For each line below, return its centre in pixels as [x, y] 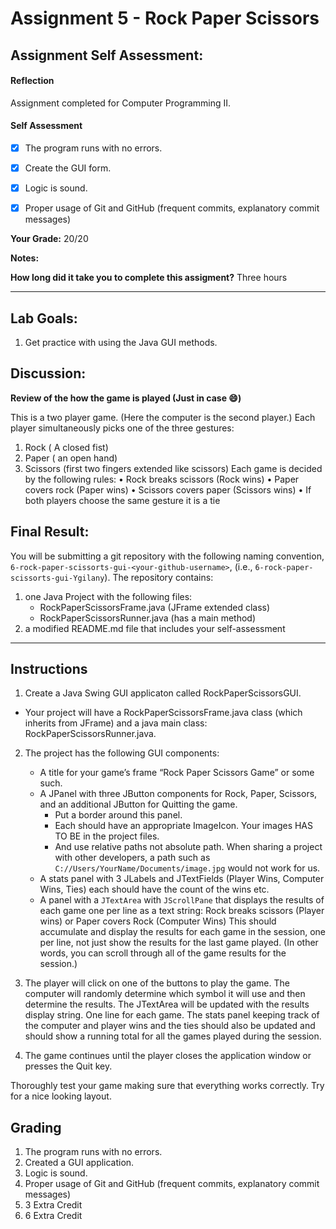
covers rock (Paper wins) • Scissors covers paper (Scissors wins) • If [168, 489]
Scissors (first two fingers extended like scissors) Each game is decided [173, 468]
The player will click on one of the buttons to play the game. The [157, 983]
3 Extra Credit [53, 1205]
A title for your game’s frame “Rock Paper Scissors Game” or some [177, 773]
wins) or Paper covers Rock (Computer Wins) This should [158, 921]
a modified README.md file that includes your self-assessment [155, 628]
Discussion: [48, 373]
